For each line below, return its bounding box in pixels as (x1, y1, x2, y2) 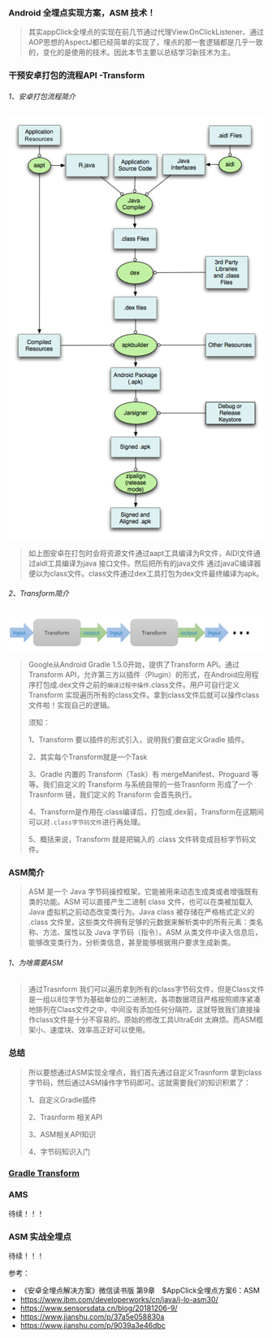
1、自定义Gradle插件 (28, 1095, 97, 1105)
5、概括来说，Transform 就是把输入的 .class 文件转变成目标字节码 (28, 834, 249, 844)
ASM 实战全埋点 (8, 1231, 71, 1242)
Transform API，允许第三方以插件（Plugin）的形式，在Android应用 (28, 669, 252, 680)
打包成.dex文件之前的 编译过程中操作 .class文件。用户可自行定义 (35, 680, 240, 689)
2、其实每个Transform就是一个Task (28, 752, 148, 762)
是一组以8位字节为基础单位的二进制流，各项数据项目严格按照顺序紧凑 (28, 994, 261, 1005)
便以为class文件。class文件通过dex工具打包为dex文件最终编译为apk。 (28, 568, 264, 578)
